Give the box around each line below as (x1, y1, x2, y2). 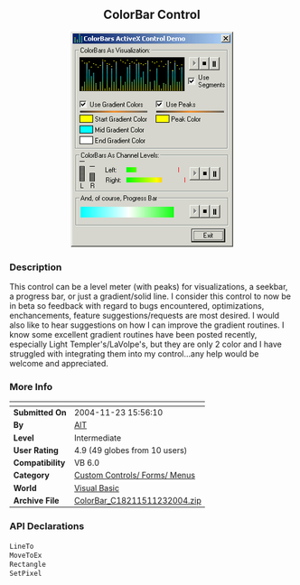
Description (9, 261, 62, 274)
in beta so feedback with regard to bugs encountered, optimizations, (9, 301, 265, 311)
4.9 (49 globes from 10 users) (73, 444, 188, 455)
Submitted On (13, 407, 67, 418)
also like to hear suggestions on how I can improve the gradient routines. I (9, 320, 285, 330)
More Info (9, 381, 53, 394)
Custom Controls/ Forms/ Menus (73, 469, 196, 481)
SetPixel (9, 569, 42, 578)
